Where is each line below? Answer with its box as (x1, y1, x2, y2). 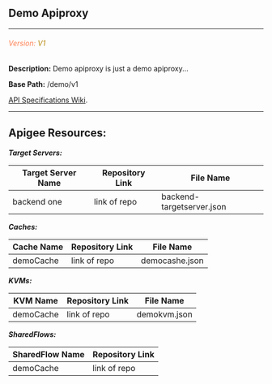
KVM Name (13, 295, 58, 306)
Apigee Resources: (8, 126, 107, 140)
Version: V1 (8, 38, 46, 48)
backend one (12, 196, 62, 207)
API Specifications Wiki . (8, 95, 88, 105)
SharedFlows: (8, 329, 57, 339)
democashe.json (140, 255, 204, 266)
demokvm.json (136, 308, 193, 320)
